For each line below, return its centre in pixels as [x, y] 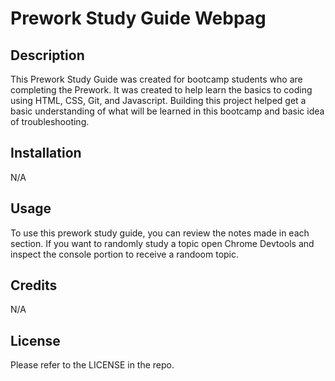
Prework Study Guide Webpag [138, 18]
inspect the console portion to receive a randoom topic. [125, 254]
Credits [34, 285]
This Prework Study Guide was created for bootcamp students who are [156, 79]
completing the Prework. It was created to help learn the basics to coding [161, 90]
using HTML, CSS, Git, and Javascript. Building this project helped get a [158, 100]
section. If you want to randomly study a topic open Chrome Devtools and [162, 243]
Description [47, 55]
